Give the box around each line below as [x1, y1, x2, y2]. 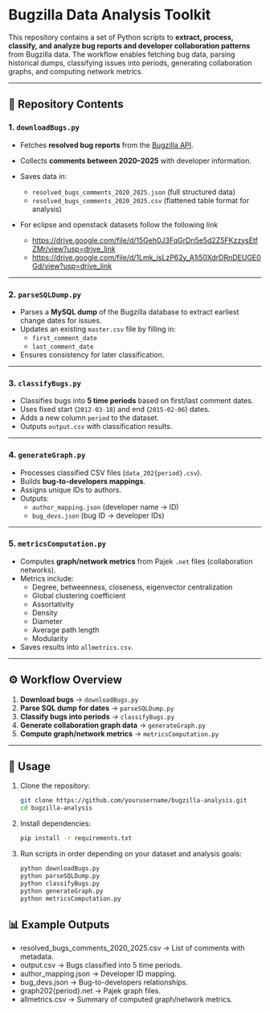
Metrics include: [19, 573, 74, 583]
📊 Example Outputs [8, 918, 110, 931]
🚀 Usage [8, 760, 51, 773]
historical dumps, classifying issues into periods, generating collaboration [8, 58, 252, 68]
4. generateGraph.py [8, 449, 86, 460]
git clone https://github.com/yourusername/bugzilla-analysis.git [19, 797, 247, 805]
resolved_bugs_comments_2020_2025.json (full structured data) [31, 187, 235, 197]
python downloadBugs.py [19, 864, 100, 872]
